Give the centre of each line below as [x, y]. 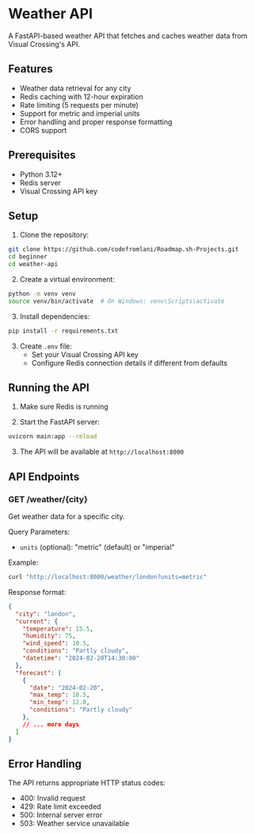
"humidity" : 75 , [49, 636]
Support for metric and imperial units [80, 113]
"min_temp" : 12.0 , [59, 703]
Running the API [49, 388]
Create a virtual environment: [67, 279]
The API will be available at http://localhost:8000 [102, 451]
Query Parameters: [39, 532]
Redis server [40, 182]
